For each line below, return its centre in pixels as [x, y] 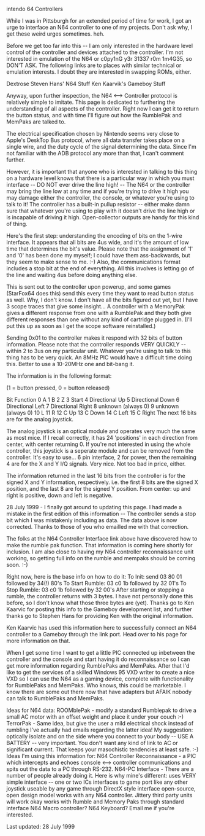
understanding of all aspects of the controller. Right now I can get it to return [103, 109]
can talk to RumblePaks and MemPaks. [55, 698]
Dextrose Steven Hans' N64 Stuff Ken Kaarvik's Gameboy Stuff [86, 84]
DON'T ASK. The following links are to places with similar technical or [94, 65]
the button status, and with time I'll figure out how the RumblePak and [94, 115]
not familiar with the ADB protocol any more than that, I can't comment [95, 153]
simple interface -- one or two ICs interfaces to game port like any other [97, 782]
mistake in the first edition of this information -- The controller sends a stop [101, 514]
